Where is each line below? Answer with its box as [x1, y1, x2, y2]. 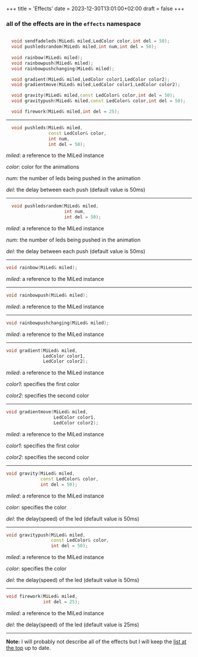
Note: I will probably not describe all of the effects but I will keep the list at [6, 638, 187, 645]
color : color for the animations [6, 164, 80, 171]
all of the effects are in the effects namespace [6, 19, 141, 28]
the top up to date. [6, 644, 51, 651]
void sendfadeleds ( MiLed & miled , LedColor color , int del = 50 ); [11, 38, 170, 44]
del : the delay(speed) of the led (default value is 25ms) [6, 621, 140, 628]
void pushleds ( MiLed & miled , [11, 125, 83, 130]
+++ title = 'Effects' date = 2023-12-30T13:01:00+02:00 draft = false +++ [6, 5, 184, 12]
